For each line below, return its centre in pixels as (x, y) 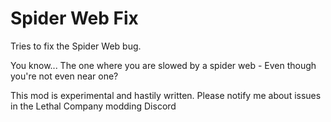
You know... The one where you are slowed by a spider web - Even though (163, 65)
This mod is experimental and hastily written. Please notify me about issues (166, 95)
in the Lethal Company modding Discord (93, 106)
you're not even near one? (64, 76)
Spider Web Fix (74, 18)
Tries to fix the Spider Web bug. (76, 46)
